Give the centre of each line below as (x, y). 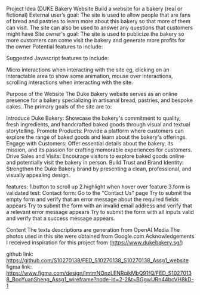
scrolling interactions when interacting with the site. (70, 82)
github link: (20, 254)
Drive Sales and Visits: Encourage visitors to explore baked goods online (95, 156)
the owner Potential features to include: (55, 46)
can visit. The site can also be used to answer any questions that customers (99, 27)
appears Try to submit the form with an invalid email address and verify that (99, 206)
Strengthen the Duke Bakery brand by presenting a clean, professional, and (99, 169)
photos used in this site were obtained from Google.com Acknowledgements (100, 236)
